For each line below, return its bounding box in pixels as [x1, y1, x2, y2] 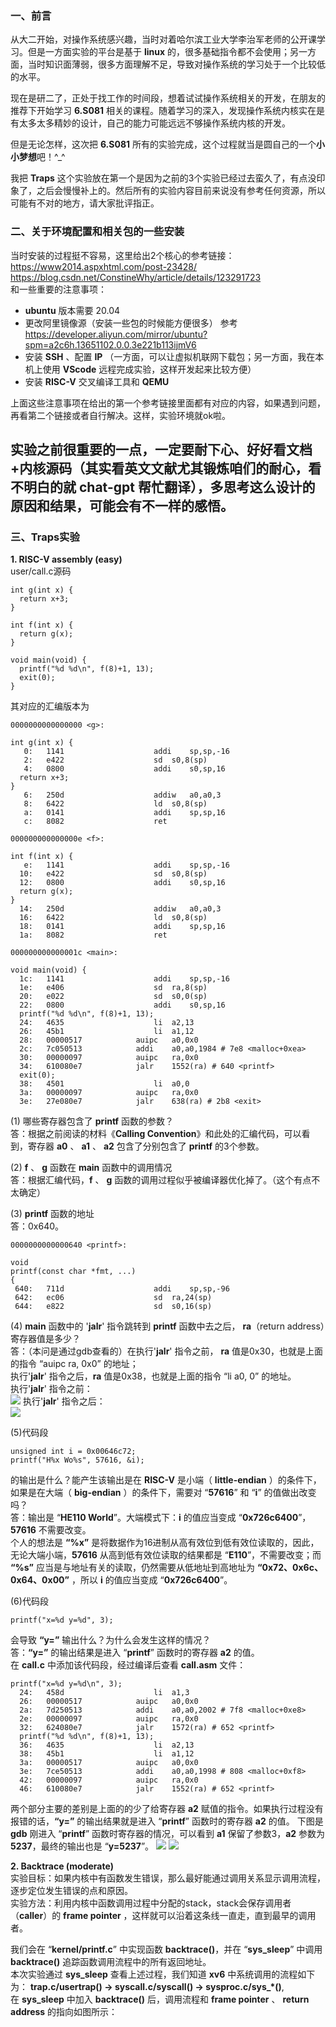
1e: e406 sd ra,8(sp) [19, 983, 208, 993]
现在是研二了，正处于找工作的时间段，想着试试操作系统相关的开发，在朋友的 [10, 92, 326, 104]
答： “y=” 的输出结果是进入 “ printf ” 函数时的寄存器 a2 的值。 [10, 1647, 260, 1659]
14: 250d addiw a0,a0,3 [19, 904, 222, 914]
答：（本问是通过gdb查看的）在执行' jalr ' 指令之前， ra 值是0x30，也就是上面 [10, 1345, 323, 1357]
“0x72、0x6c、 [256, 1562, 323, 1574]
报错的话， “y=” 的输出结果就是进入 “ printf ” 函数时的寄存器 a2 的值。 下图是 [10, 1815, 324, 1827]
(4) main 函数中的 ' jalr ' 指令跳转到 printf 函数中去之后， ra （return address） [10, 1320, 325, 1332]
